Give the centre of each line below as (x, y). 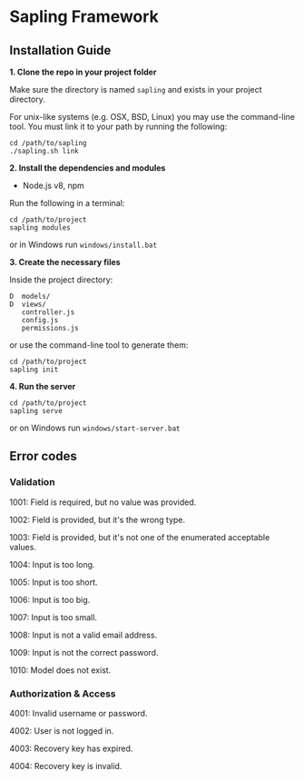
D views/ (28, 304)
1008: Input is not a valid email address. (83, 635)
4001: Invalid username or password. (78, 713)
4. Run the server (43, 386)
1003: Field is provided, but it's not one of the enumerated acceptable (140, 537)
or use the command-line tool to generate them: (99, 345)
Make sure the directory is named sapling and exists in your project (136, 89)
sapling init (34, 370)
